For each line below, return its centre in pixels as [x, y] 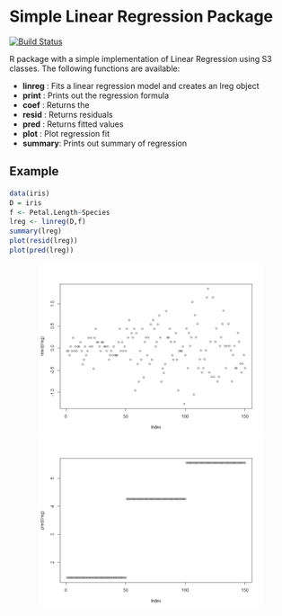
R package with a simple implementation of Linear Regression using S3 [141, 58]
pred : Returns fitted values [73, 124]
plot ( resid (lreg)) [44, 241]
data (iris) [30, 193]
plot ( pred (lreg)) [42, 250]
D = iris [26, 203]
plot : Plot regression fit [66, 133]
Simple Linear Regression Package [141, 17]
